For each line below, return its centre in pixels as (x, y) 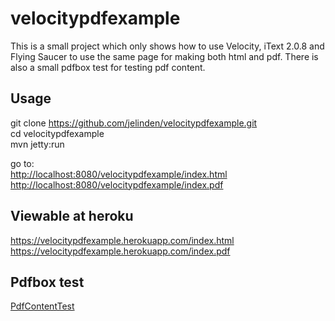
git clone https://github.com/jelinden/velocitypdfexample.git (134, 123)
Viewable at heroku (72, 216)
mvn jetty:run (37, 144)
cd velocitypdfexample (57, 133)
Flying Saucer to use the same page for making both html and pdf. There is (164, 56)
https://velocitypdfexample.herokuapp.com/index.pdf (120, 251)
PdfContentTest (42, 306)
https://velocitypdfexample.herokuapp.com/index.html (122, 240)
